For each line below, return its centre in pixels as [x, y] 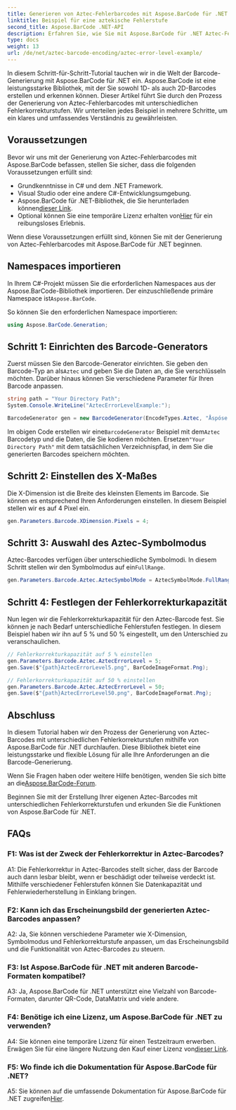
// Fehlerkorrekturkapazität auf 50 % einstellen [81, 680]
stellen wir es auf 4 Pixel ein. [48, 508]
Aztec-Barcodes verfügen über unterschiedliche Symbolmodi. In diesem [112, 560]
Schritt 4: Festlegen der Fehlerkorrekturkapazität [117, 602]
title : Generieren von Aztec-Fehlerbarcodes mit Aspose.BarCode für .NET [118, 14]
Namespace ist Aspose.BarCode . [52, 298]
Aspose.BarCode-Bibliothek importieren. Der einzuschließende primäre [110, 291]
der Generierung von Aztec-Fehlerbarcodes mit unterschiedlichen [103, 103]
